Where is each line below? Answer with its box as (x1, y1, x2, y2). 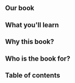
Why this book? (5, 38, 54, 46)
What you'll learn (5, 21, 59, 29)
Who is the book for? (5, 54, 71, 63)
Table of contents (5, 71, 60, 80)
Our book (5, 4, 35, 12)
